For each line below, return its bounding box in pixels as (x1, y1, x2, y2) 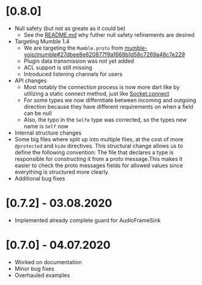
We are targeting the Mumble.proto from (23, 44, 124, 52)
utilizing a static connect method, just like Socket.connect (23, 90, 170, 97)
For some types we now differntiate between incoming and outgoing (23, 96, 196, 104)
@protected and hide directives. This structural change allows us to (14, 142, 183, 149)
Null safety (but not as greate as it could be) (14, 25, 126, 32)
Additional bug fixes (14, 174, 65, 182)
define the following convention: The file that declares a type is (14, 149, 174, 156)
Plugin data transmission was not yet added (23, 57, 134, 64)
